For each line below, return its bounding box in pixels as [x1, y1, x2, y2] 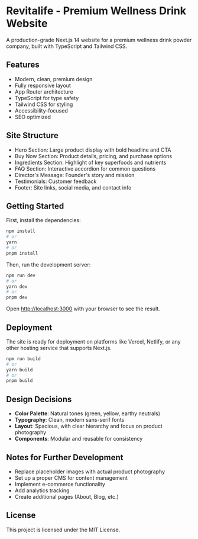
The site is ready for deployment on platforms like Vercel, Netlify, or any [6, 338, 181, 345]
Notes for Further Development [6, 452, 124, 463]
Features [6, 60, 40, 70]
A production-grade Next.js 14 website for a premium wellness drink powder [6, 36, 192, 43]
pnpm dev [6, 294, 28, 300]
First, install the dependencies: [6, 217, 81, 224]
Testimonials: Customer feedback [14, 178, 97, 185]
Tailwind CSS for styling [14, 101, 73, 108]
